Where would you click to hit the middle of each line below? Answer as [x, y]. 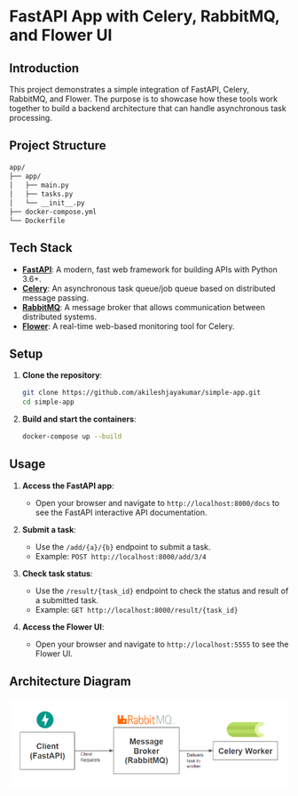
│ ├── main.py [39, 185]
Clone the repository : [62, 375]
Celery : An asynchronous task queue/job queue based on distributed [149, 288]
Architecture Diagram [70, 682]
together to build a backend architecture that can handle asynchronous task [148, 108]
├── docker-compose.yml [53, 212]
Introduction [44, 68]
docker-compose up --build [72, 437]
